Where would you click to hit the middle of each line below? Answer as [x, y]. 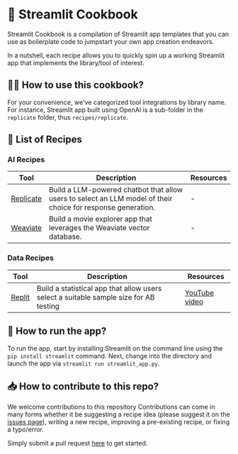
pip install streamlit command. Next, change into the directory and [110, 356]
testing [48, 306]
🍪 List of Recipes [45, 140]
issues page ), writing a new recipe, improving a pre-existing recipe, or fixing [119, 422]
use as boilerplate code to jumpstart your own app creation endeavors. [111, 41]
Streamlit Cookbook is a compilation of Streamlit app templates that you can [118, 34]
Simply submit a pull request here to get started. [78, 443]
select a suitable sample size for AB [96, 297]
